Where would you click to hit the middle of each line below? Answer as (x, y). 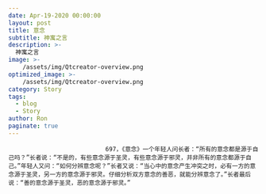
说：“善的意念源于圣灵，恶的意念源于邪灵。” (69, 183)
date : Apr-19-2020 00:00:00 (55, 15)
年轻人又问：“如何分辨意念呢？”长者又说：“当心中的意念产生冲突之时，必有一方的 (135, 166)
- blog (26, 104)
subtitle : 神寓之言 (38, 38)
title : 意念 (27, 30)
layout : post (30, 23)
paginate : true (33, 126)
